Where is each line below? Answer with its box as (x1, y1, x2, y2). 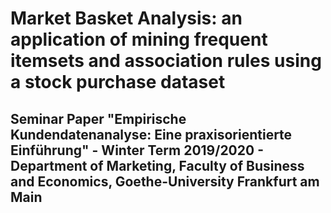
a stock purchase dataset (10, 71, 226, 94)
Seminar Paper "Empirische (10, 110, 187, 127)
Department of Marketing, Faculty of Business (10, 157, 305, 174)
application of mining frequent (10, 28, 268, 51)
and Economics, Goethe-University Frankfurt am (10, 173, 320, 190)
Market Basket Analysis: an (10, 7, 243, 30)
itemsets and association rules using (10, 50, 322, 72)
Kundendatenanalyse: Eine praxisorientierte (10, 126, 293, 143)
